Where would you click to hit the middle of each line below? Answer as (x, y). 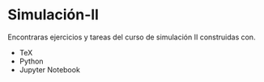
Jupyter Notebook (49, 69)
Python (31, 61)
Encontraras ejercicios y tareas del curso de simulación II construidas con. (132, 37)
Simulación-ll (53, 15)
